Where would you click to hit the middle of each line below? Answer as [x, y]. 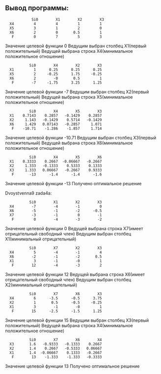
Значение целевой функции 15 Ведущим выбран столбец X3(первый [77, 320]
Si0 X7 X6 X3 [66, 294]
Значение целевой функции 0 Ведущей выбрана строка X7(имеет [74, 228]
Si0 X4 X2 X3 [66, 65]
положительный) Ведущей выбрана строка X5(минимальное [69, 97]
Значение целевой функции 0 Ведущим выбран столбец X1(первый [76, 46]
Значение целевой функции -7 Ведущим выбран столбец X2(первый [77, 92]
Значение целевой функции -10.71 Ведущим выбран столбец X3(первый [81, 137]
